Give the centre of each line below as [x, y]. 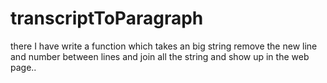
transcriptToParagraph [107, 18]
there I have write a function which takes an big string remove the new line [164, 46]
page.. [23, 67]
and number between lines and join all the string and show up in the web [160, 56]
